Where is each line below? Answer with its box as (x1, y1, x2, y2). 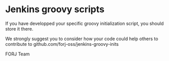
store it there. (5, 25, 34, 32)
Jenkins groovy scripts (5, 4, 105, 15)
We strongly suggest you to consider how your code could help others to (5, 36, 159, 42)
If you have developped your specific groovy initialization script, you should (5, 20, 164, 26)
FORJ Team (5, 51, 30, 57)
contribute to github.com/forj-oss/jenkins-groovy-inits (5, 41, 119, 47)
